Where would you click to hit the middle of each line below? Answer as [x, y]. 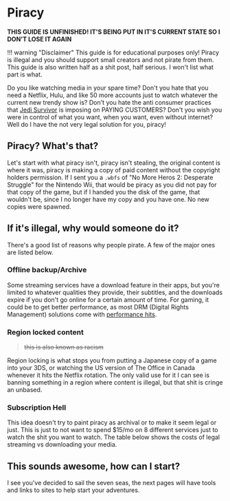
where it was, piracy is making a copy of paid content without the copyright [114, 170]
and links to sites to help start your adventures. [73, 490]
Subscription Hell [37, 408]
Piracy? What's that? [53, 146]
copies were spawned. [39, 206]
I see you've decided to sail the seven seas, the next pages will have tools [112, 483]
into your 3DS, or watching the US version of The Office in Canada [101, 368]
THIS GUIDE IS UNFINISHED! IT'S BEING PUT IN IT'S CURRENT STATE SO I [114, 32]
